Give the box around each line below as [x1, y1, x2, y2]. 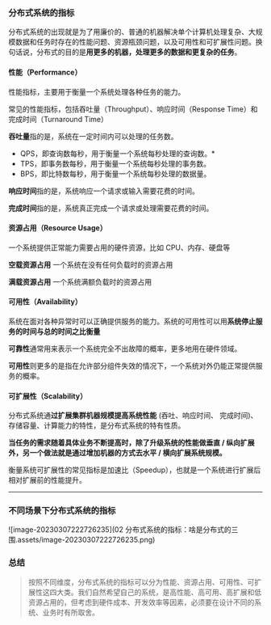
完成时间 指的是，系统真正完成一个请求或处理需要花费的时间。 [8, 203, 214, 213]
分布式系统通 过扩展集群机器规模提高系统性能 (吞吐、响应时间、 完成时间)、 [8, 411, 258, 420]
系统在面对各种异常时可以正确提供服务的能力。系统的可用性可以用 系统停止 [8, 316, 256, 326]
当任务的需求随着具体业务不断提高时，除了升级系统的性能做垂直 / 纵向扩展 [8, 438, 256, 448]
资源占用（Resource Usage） [8, 223, 107, 233]
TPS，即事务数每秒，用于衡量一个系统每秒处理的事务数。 [19, 158, 211, 168]
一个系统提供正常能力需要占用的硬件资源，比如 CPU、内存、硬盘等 [8, 243, 231, 252]
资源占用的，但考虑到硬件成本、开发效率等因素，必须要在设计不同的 [27, 597, 255, 607]
